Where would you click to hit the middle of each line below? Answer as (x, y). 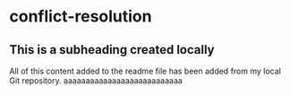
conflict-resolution (81, 17)
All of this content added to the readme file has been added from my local (145, 71)
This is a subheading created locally (112, 50)
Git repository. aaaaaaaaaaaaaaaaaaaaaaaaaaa (96, 81)
